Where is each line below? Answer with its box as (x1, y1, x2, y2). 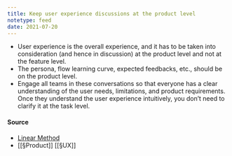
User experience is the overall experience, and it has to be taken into (17, 43, 216, 51)
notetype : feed (7, 17, 52, 24)
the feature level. (17, 57, 67, 66)
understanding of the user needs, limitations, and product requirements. (17, 87, 226, 95)
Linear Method (17, 134, 60, 142)
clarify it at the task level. (17, 102, 90, 111)
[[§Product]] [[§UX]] (17, 141, 76, 149)
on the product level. (17, 72, 78, 80)
